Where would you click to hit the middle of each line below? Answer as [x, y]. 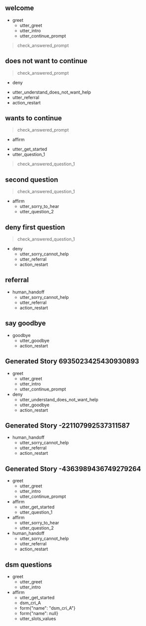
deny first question [35, 227]
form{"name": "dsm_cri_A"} [48, 608]
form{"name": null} [39, 613]
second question [32, 179]
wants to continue [34, 118]
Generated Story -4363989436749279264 [73, 469]
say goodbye [25, 323]
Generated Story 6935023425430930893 [72, 361]
